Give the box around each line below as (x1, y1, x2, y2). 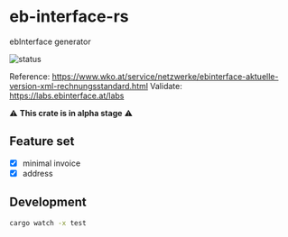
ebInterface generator (9, 36, 92, 47)
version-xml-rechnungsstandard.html (9, 80, 149, 91)
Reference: (9, 70, 51, 82)
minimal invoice (22, 158, 81, 169)
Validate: (150, 80, 182, 91)
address (22, 168, 53, 178)
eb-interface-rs (9, 6, 129, 27)
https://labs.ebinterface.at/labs (9, 90, 125, 101)
